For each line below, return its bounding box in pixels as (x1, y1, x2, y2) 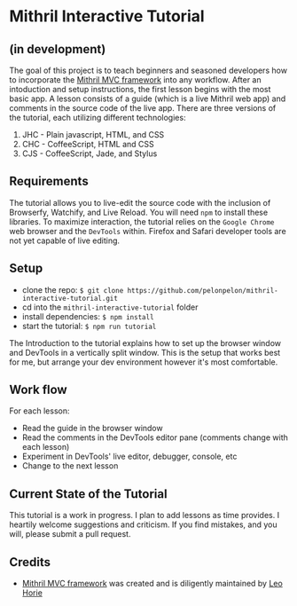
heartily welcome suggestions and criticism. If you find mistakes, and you (9, 519, 277, 530)
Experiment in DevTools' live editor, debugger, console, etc (21, 451, 238, 462)
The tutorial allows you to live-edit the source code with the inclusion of (9, 197, 271, 208)
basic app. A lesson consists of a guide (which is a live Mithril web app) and (9, 93, 286, 104)
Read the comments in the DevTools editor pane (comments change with (21, 432, 288, 443)
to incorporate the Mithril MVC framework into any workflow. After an (9, 75, 262, 85)
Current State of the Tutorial (9, 486, 168, 501)
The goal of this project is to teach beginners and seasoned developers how (9, 65, 288, 75)
